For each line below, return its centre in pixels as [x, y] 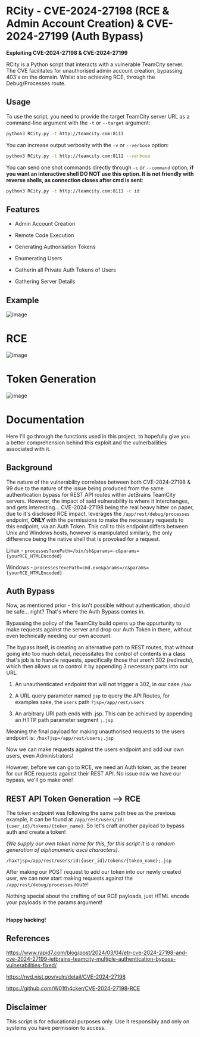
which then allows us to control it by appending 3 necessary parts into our [97, 667]
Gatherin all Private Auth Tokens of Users [65, 270]
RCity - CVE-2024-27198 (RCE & [88, 11]
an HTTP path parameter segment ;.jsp [64, 720]
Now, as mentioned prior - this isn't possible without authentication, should [98, 605]
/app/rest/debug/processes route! [48, 885]
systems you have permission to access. [56, 1028]
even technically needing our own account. [59, 636]
